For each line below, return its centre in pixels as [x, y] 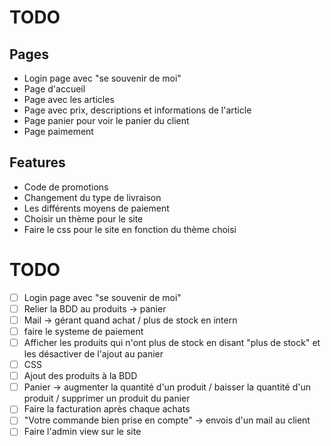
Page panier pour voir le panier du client [106, 120]
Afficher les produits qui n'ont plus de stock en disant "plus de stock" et [172, 342]
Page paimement [58, 131]
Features [37, 162]
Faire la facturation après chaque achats [107, 409]
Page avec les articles [69, 99]
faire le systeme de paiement [83, 331]
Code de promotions [66, 187]
